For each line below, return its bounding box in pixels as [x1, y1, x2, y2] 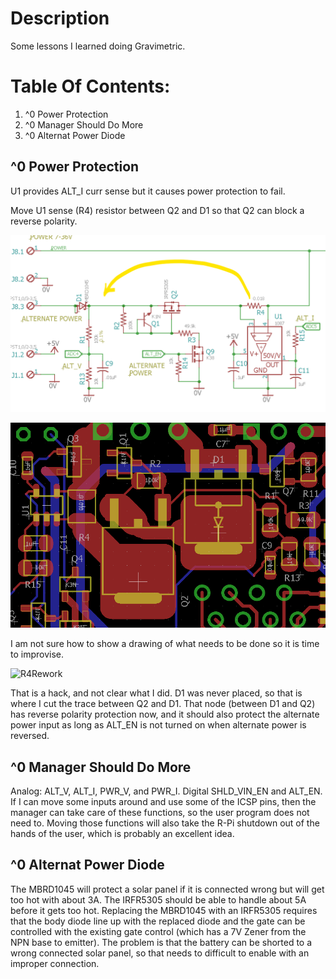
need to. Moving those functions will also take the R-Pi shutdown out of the [10, 817, 320, 829]
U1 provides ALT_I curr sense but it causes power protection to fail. [10, 185, 286, 197]
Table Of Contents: [10, 75, 171, 98]
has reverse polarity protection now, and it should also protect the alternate [10, 708, 320, 721]
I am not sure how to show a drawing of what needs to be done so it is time [10, 638, 320, 650]
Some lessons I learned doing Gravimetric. [10, 40, 186, 52]
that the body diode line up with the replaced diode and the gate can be [10, 915, 306, 927]
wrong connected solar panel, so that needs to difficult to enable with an [10, 947, 310, 959]
